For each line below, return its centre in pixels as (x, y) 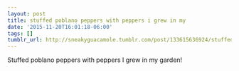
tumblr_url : (25, 40)
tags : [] (20, 33)
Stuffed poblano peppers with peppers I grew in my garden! (95, 60)
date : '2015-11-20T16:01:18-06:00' (60, 27)
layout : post (27, 14)
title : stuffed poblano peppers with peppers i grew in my (97, 20)
